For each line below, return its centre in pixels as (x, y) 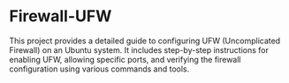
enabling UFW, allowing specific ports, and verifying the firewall (125, 59)
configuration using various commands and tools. (99, 69)
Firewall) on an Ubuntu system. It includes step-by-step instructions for (139, 49)
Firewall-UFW (61, 16)
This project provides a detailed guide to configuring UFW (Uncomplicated (145, 41)
